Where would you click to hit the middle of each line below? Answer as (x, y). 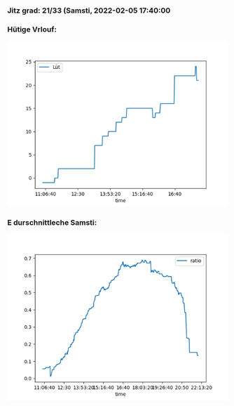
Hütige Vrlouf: (32, 29)
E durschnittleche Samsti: (52, 223)
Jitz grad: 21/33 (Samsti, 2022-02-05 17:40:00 (89, 11)
